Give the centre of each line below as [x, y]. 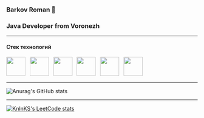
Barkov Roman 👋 [31, 10]
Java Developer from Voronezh [53, 25]
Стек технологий [29, 47]
